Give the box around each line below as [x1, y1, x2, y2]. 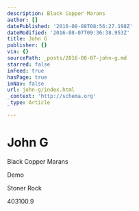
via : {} [7, 49, 29, 55]
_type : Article [7, 99, 51, 106]
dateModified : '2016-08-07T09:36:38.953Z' [7, 29, 130, 36]
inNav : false [7, 80, 45, 87]
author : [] [7, 16, 38, 23]
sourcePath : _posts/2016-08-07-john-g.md [7, 55, 127, 62]
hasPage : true [7, 73, 48, 81]
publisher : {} [7, 42, 48, 49]
